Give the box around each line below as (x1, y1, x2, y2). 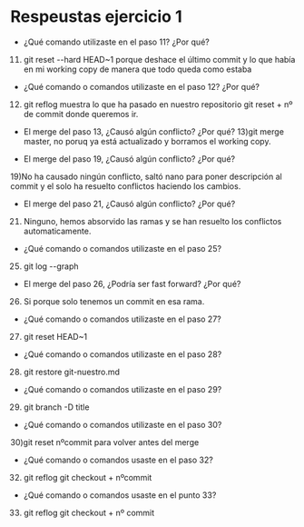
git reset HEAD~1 (23, 331, 88, 342)
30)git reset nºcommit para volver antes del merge (10, 436, 200, 447)
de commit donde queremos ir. (23, 108, 139, 119)
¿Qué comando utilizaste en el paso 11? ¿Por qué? (23, 36, 210, 47)
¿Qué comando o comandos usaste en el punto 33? (23, 489, 217, 501)
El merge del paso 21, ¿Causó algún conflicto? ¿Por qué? (23, 198, 236, 209)
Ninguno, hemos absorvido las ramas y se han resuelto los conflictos (23, 215, 282, 226)
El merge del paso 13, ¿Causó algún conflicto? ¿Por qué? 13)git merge (23, 125, 285, 137)
